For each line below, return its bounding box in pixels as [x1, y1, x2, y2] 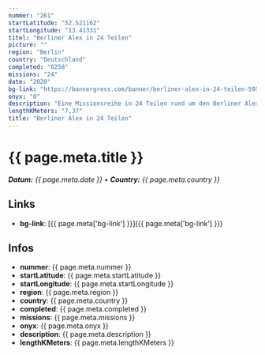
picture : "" [8, 41, 47, 49]
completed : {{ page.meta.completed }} [19, 304, 147, 314]
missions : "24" [8, 70, 58, 78]
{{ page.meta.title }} [8, 149, 144, 167]
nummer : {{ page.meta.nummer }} [19, 262, 132, 272]
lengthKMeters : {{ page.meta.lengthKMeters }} [19, 338, 175, 348]
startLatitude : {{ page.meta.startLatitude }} [19, 270, 162, 281]
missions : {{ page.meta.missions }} [19, 313, 136, 323]
